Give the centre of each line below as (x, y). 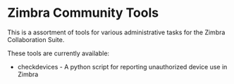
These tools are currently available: (58, 53)
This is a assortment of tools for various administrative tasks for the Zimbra (116, 32)
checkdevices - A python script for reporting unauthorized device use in (122, 66)
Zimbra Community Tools (83, 13)
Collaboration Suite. (36, 39)
